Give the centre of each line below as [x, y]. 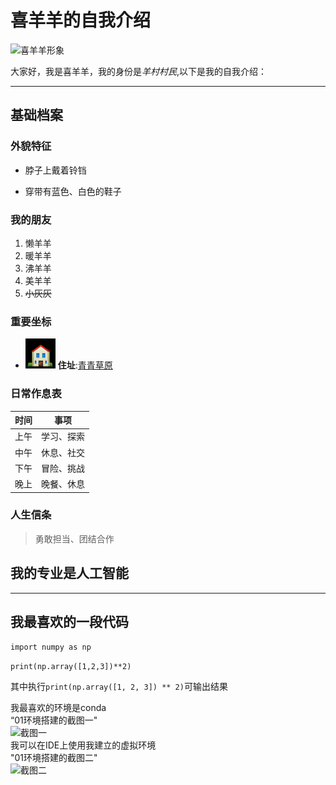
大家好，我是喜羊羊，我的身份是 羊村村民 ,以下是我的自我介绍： [139, 71]
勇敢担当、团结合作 [74, 538]
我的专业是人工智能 [69, 573]
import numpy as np [51, 647]
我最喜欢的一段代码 [69, 622]
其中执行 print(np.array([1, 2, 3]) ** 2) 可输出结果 [119, 687]
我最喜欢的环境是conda [58, 708]
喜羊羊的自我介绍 [81, 20]
